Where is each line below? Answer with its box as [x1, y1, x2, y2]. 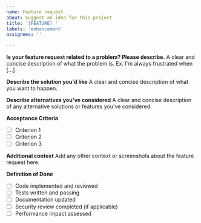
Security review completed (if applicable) [15, 203, 118, 210]
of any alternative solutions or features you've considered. [6, 103, 153, 110]
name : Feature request [6, 9, 64, 15]
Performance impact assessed [15, 210, 92, 217]
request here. [6, 159, 40, 166]
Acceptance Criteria [6, 115, 59, 122]
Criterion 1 [15, 126, 41, 134]
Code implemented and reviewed [15, 182, 98, 190]
